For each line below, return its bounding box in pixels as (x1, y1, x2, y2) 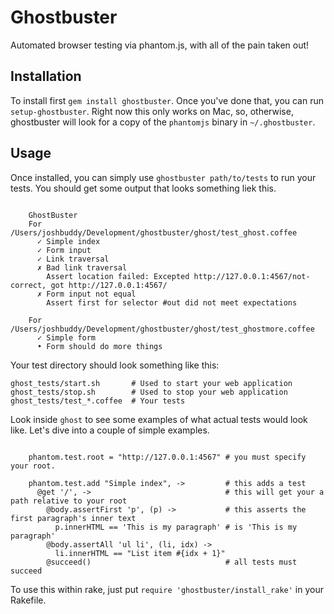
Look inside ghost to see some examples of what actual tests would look (10, 413, 308, 425)
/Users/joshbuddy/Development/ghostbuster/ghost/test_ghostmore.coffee (10, 324, 315, 334)
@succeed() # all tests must (46, 557, 298, 567)
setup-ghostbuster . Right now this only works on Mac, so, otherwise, (10, 105, 294, 117)
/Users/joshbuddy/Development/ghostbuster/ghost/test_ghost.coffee (10, 227, 298, 238)
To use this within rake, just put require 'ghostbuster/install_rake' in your (10, 583, 324, 595)
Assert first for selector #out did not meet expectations (46, 297, 298, 308)
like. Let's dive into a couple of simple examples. (10, 424, 210, 436)
